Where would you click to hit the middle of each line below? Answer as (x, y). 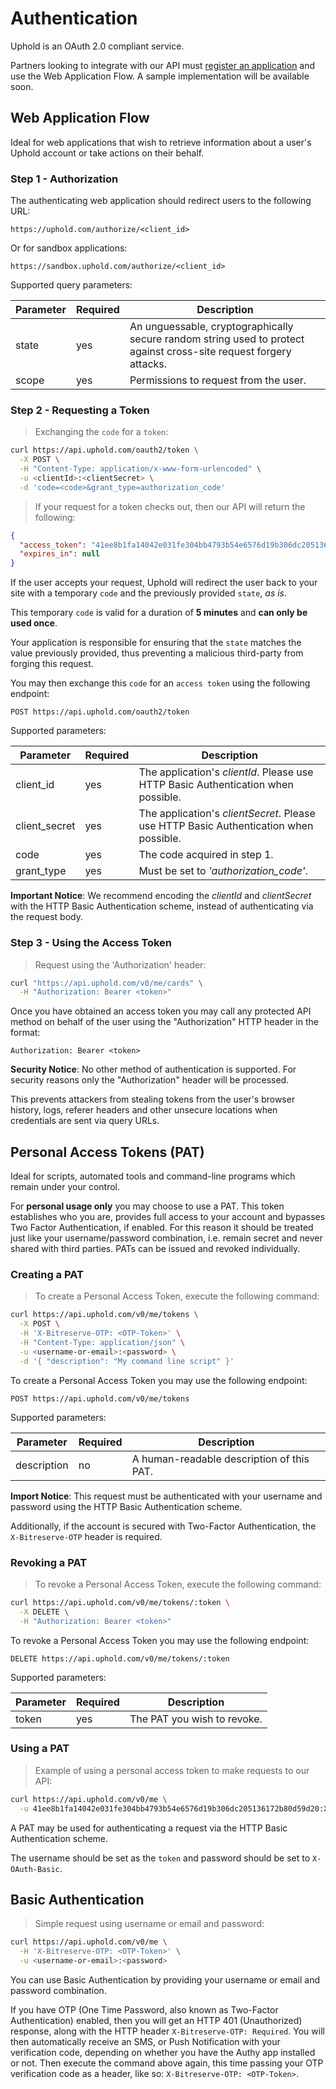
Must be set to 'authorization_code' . (223, 871)
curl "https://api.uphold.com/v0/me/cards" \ (106, 983)
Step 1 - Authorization (64, 179)
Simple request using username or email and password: (149, 1924)
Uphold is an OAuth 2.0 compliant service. (97, 46)
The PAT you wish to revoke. (196, 1719)
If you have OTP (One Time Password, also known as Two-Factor (144, 2010)
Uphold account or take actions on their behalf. (107, 153)
